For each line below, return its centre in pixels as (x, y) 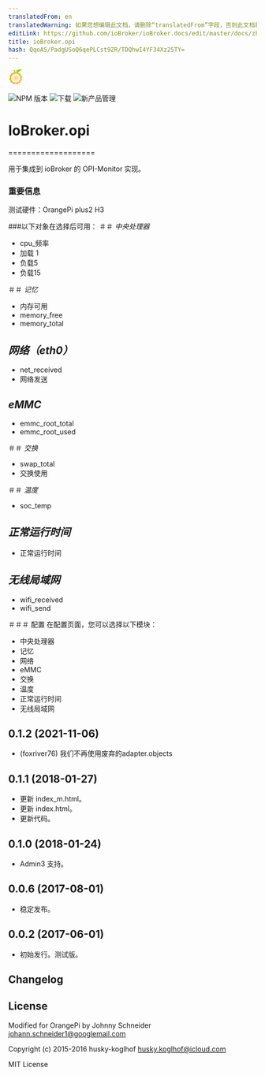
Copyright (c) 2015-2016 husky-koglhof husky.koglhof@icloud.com (117, 1049)
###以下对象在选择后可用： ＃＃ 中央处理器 (79, 227)
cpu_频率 (34, 244)
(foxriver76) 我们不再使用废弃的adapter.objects (96, 753)
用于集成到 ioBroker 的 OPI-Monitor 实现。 (77, 169)
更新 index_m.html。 (53, 799)
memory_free (41, 315)
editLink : (24, 33)
